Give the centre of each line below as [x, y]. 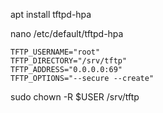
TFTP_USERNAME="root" [55, 52]
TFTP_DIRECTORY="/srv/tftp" [69, 61]
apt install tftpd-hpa [51, 14]
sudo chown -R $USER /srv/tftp [75, 97]
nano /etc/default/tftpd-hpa [67, 33]
